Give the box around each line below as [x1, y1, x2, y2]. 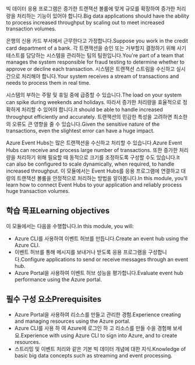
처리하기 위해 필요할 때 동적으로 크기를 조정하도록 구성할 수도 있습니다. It [16, 154, 180, 161]
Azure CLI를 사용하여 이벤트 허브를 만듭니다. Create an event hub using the [14, 235, 188, 242]
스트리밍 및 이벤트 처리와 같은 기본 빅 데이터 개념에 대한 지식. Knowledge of [14, 345, 186, 352]
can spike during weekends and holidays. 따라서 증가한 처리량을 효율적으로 [6, 99, 182, 105]
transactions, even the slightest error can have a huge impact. [6, 128, 155, 134]
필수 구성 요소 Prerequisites [6, 294, 102, 304]
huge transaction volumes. [6, 188, 70, 194]
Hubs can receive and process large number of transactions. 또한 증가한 [6, 147, 178, 153]
